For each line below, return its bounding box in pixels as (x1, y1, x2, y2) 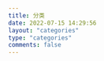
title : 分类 (8, 11, 45, 20)
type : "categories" (8, 33, 72, 42)
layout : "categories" (8, 26, 80, 34)
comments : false (8, 41, 61, 49)
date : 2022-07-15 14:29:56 (8, 19, 97, 27)
